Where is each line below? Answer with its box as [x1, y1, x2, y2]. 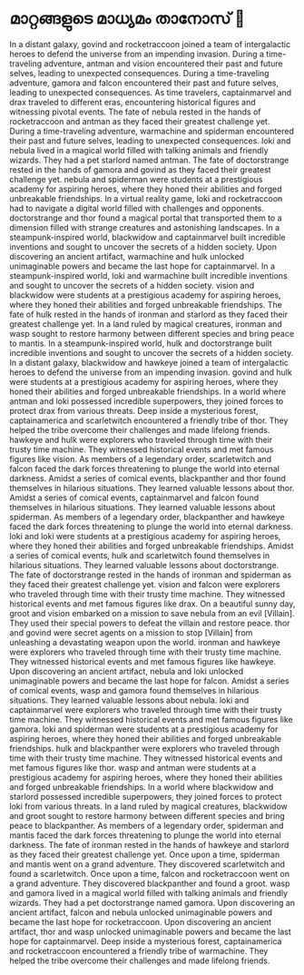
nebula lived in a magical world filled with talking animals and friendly [9, 144, 270, 155]
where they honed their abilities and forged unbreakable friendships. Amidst [9, 540, 294, 551]
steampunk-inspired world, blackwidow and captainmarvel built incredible [9, 231, 286, 242]
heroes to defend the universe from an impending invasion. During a [9, 48, 265, 59]
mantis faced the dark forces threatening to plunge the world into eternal [9, 830, 281, 841]
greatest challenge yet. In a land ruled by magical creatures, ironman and [9, 318, 283, 330]
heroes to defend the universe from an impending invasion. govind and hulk [9, 367, 292, 378]
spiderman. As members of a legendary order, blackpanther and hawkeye [9, 511, 285, 522]
